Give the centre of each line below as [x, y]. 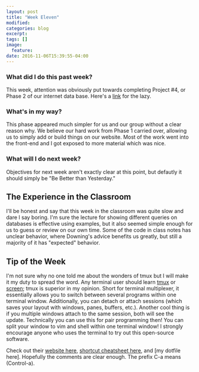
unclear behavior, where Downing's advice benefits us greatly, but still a [94, 236]
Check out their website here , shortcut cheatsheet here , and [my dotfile [93, 351]
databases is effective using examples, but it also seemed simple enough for [99, 224]
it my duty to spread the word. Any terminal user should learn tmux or [91, 282]
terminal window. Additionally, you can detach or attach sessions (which [94, 301]
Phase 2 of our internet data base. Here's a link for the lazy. [79, 96]
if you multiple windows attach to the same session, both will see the [90, 314]
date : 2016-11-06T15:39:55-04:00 [47, 56]
